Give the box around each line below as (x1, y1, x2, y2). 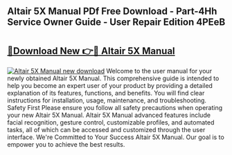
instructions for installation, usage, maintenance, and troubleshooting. (7, 96, 206, 104)
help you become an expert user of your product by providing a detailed (7, 82, 213, 89)
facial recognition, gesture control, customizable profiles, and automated (7, 118, 215, 127)
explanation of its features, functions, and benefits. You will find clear (7, 89, 205, 97)
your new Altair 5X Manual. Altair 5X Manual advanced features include (7, 111, 211, 119)
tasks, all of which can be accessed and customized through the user (7, 126, 206, 134)
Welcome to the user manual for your (106, 67, 213, 75)
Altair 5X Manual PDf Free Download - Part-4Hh (7, 6, 217, 17)
